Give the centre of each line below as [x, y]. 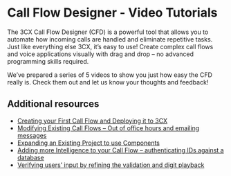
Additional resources [53, 104]
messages [32, 135]
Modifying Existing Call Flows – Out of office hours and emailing [108, 128]
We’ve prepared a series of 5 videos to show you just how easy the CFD [110, 75]
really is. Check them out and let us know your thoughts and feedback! [108, 82]
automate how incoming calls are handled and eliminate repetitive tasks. [110, 39]
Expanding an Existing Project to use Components [89, 143]
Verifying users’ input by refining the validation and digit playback [111, 165]
